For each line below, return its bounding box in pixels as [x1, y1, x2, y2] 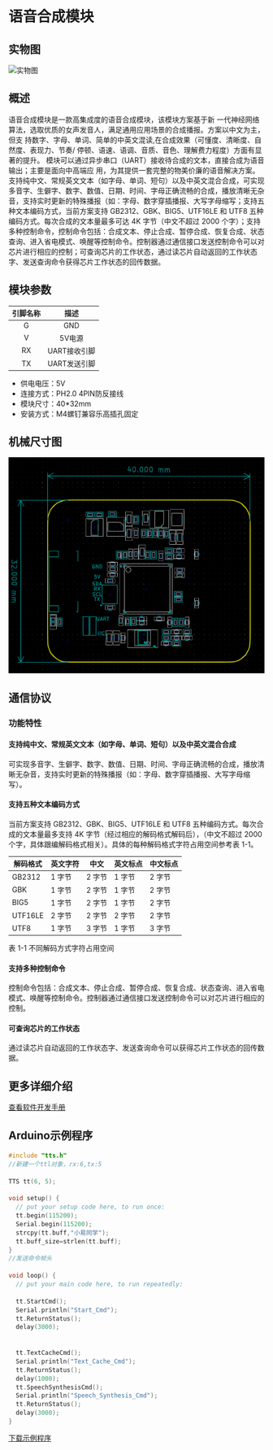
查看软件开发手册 [8, 1103, 66, 1113]
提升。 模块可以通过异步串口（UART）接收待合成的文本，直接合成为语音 [22, 155, 265, 165]
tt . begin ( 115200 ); [15, 1212, 79, 1220]
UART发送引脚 [47, 359, 96, 368]
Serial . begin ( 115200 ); [15, 1220, 93, 1228]
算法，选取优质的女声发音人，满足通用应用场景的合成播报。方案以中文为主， [8, 124, 265, 134]
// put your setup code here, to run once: [15, 1203, 165, 1212]
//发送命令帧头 [8, 1254, 53, 1263]
